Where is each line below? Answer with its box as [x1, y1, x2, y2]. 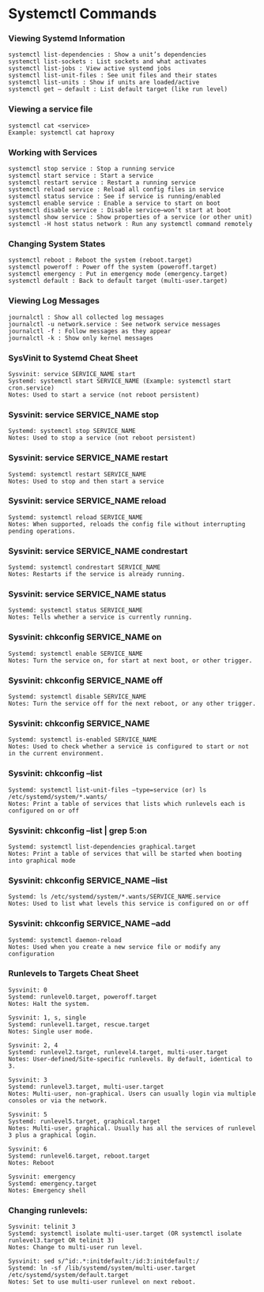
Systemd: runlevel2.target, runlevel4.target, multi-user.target [8, 1048, 228, 1056]
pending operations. [8, 527, 77, 535]
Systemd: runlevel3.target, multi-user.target [8, 1083, 164, 1090]
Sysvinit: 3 [8, 1075, 47, 1083]
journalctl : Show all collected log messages [8, 313, 164, 321]
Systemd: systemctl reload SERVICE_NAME [8, 513, 144, 522]
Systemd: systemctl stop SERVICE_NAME [8, 428, 136, 435]
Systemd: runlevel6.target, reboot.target [8, 1151, 150, 1160]
